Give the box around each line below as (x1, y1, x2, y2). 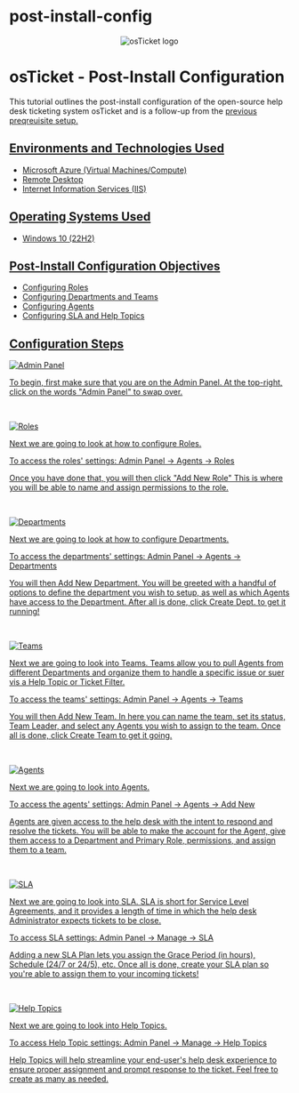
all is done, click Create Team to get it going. (9, 730, 173, 741)
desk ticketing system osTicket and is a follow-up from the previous (9, 105, 258, 117)
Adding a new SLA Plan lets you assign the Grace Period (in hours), (9, 950, 256, 960)
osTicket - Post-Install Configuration (9, 67, 285, 87)
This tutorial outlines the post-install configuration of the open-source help (9, 96, 283, 107)
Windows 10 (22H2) (21, 233, 95, 244)
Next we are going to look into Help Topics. (9, 1020, 167, 1031)
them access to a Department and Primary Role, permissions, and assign (9, 835, 276, 846)
